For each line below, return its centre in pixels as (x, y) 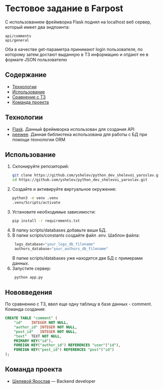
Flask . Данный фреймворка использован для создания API (73, 129)
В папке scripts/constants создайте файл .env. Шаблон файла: (76, 235)
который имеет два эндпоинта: (37, 27)
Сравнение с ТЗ (29, 97)
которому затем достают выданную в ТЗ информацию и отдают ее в (77, 54)
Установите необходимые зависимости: (54, 212)
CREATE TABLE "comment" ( (31, 318)
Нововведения (29, 292)
